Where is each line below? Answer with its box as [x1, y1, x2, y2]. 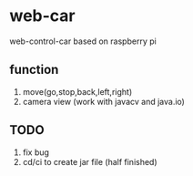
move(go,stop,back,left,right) [22, 86, 133, 97]
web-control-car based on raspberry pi [9, 36, 157, 47]
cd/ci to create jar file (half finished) [22, 156, 157, 167]
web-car [9, 5, 76, 26]
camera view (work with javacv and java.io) [22, 96, 185, 107]
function [9, 62, 59, 78]
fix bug [22, 147, 50, 158]
